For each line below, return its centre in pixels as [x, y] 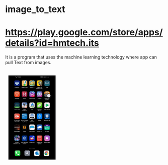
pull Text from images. [28, 63]
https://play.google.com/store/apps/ [84, 33]
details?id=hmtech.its [52, 43]
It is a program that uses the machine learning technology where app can [81, 57]
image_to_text [35, 9]
